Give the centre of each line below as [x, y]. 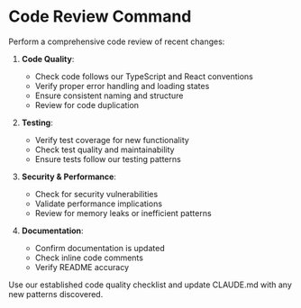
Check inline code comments [89, 258]
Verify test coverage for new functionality [112, 140]
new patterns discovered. [56, 294]
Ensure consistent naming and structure [109, 95]
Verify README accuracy [82, 267]
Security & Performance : [68, 177]
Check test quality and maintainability [105, 149]
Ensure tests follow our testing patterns [108, 159]
